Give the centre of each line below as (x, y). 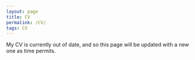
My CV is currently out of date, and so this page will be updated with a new (97, 45)
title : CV (18, 17)
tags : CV (17, 28)
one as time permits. (31, 51)
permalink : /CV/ (26, 22)
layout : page (22, 11)
